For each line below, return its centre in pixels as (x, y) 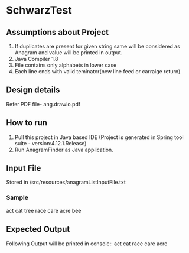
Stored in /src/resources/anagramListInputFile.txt (66, 182)
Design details (33, 90)
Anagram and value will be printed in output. (69, 53)
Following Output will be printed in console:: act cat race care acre (87, 244)
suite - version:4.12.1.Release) (50, 143)
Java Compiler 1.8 (36, 59)
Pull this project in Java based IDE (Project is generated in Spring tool (99, 137)
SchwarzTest (39, 10)
